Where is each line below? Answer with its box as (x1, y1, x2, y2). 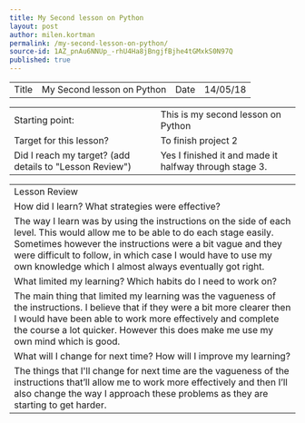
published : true (9, 55, 71, 64)
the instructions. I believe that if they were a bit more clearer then (14, 301, 291, 313)
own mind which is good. (14, 335, 121, 348)
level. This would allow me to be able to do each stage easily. (14, 226, 274, 239)
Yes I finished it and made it (160, 149, 279, 162)
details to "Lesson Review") (14, 161, 132, 172)
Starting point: (14, 114, 74, 126)
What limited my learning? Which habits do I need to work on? (14, 275, 278, 287)
